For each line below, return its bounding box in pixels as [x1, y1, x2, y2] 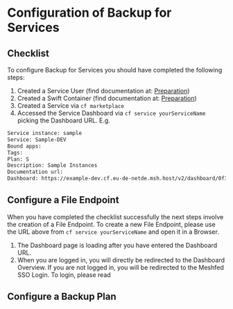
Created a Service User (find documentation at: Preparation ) [17, 87, 190, 95]
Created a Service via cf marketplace [17, 102, 125, 109]
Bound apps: [7, 143, 42, 150]
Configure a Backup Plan [7, 291, 116, 303]
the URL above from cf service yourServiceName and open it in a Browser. [7, 228, 220, 236]
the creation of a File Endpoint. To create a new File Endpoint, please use [7, 220, 216, 228]
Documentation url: [7, 168, 64, 175]
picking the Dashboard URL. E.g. [17, 116, 111, 125]
